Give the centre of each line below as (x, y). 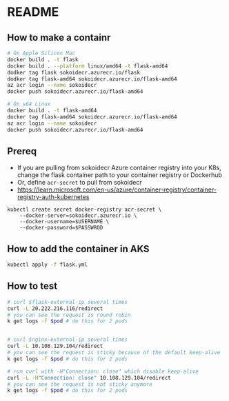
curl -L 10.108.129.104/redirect (55, 346)
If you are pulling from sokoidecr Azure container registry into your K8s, (119, 168)
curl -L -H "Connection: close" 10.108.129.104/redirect (89, 378)
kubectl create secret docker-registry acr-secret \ (84, 210)
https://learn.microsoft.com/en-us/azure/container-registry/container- (117, 189)
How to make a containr (59, 38)
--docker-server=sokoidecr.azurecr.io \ (78, 216)
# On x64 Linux (29, 104)
